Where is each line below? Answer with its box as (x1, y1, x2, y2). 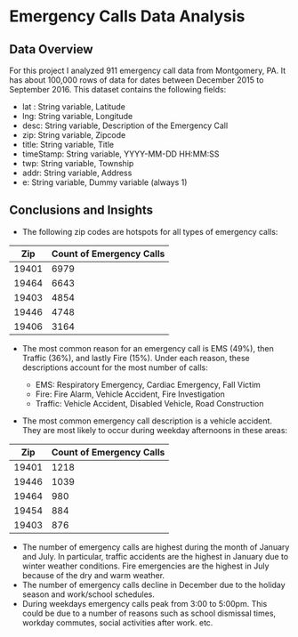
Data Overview (9, 42, 93, 57)
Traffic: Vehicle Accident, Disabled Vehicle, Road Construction (35, 398, 264, 408)
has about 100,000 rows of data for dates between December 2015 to (9, 75, 264, 85)
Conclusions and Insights (9, 203, 154, 218)
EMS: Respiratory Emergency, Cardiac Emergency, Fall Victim (35, 379, 261, 390)
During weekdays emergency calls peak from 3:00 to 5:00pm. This (21, 598, 268, 609)
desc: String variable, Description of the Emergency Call (21, 120, 229, 131)
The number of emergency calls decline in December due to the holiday (21, 579, 286, 590)
